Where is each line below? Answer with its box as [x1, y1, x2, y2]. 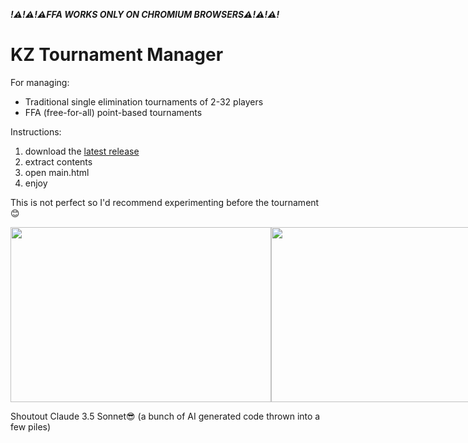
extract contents [24, 155, 93, 168]
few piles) [10, 420, 52, 433]
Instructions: [10, 125, 62, 138]
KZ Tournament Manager [10, 44, 224, 66]
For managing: [10, 76, 70, 88]
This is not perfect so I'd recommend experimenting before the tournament [10, 196, 320, 208]
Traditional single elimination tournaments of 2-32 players [24, 95, 264, 108]
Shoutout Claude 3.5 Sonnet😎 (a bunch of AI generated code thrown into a [10, 410, 321, 422]
